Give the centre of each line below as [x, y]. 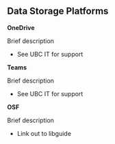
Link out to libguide [44, 133]
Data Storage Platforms [58, 11]
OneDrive [21, 27]
